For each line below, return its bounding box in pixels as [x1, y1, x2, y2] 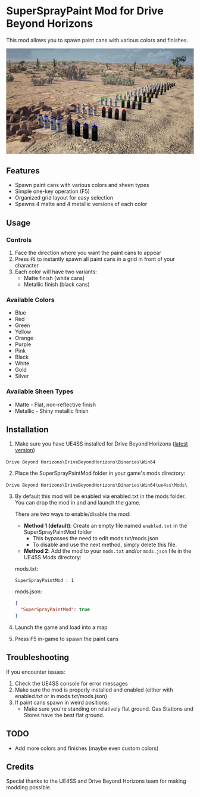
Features [6, 166, 40, 176]
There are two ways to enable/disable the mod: [14, 510, 131, 518]
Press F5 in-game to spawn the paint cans [14, 635, 119, 642]
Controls [6, 235, 32, 244]
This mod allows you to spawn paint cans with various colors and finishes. [6, 36, 189, 43]
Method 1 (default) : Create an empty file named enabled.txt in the [23, 522, 187, 530]
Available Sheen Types [6, 387, 74, 396]
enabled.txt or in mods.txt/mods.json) [14, 692, 108, 699]
